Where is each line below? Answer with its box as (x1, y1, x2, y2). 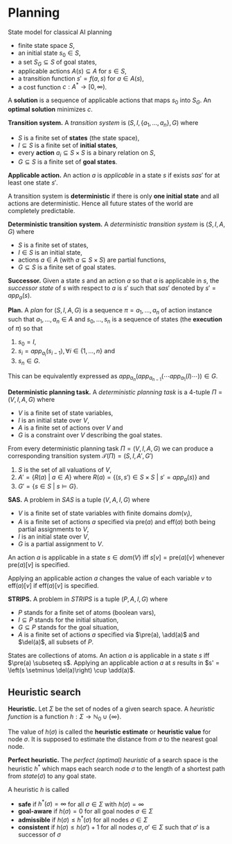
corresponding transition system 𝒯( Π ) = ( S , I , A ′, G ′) (8, 451, 154, 459)
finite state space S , (17, 41, 75, 49)
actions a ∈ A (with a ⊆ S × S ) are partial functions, (17, 255, 167, 264)
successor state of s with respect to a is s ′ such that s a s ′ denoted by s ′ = (8, 283, 217, 292)
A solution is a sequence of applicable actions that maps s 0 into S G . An (8, 96, 212, 105)
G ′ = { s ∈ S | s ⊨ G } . (17, 482, 78, 490)
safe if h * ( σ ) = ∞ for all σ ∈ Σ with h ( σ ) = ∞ (17, 798, 145, 808)
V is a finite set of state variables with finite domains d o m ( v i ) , (17, 509, 193, 518)
